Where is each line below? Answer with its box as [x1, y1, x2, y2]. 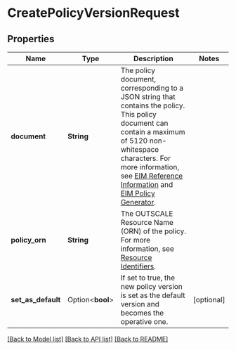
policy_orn [11, 235, 47, 245]
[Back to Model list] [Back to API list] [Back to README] [7, 335, 169, 343]
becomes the [120, 308, 164, 318]
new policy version [120, 282, 183, 291]
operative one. [120, 317, 169, 326]
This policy [120, 110, 157, 119]
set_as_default [11, 295, 61, 304]
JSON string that [120, 92, 176, 101]
